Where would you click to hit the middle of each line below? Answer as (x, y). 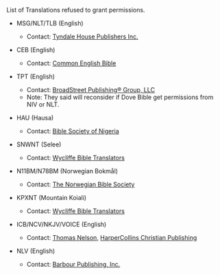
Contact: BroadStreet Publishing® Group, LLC (91, 90)
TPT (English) (36, 76)
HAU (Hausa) (35, 118)
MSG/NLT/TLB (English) (50, 23)
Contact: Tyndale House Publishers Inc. (82, 36)
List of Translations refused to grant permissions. (76, 10)
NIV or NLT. (43, 104)
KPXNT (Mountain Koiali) (51, 198)
